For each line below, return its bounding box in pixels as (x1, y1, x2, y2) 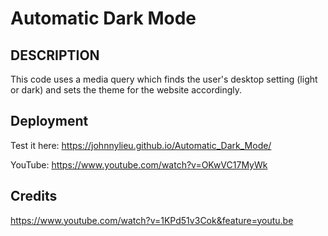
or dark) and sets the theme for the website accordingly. (10, 84, 243, 96)
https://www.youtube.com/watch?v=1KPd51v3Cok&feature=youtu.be (10, 214, 294, 226)
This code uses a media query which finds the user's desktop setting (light (10, 73, 318, 85)
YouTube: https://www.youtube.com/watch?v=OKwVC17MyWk (10, 158, 268, 171)
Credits (10, 188, 58, 205)
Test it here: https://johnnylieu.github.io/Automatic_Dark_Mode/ (10, 139, 272, 151)
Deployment (10, 113, 89, 130)
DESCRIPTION (10, 47, 100, 64)
